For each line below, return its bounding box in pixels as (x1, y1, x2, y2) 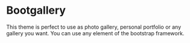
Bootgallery (6, 4, 66, 17)
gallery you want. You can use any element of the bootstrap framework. (6, 29, 185, 36)
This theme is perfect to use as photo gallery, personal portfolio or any (6, 23, 182, 30)
